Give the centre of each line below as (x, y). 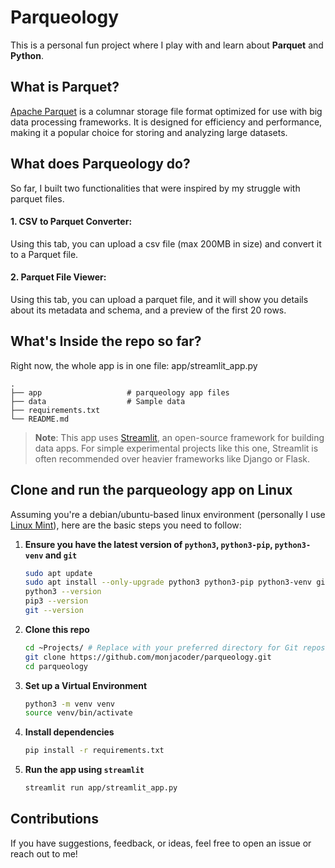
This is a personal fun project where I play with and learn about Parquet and (167, 45)
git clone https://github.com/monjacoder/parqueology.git (148, 657)
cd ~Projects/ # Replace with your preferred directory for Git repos (175, 647)
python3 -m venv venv (70, 704)
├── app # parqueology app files (120, 392)
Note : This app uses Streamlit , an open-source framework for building (179, 437)
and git (61, 555)
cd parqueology (56, 666)
